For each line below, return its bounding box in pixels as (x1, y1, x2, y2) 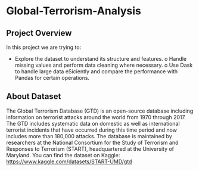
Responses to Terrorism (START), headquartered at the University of (6, 145, 175, 153)
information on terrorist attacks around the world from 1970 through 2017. (6, 113, 186, 120)
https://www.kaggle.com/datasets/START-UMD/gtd (6, 158, 132, 165)
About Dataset (6, 91, 61, 102)
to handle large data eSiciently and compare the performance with (14, 68, 178, 75)
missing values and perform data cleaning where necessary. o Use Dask (14, 61, 193, 69)
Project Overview (6, 28, 72, 38)
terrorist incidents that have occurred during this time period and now (6, 126, 178, 133)
